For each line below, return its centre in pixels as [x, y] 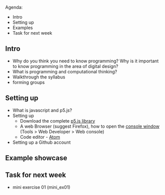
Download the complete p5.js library [58, 121]
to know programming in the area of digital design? [65, 66]
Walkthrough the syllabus [39, 77]
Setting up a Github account [42, 142]
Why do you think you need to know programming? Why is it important [86, 61]
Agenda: [14, 7]
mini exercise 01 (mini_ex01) [41, 187]
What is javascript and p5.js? [42, 110]
